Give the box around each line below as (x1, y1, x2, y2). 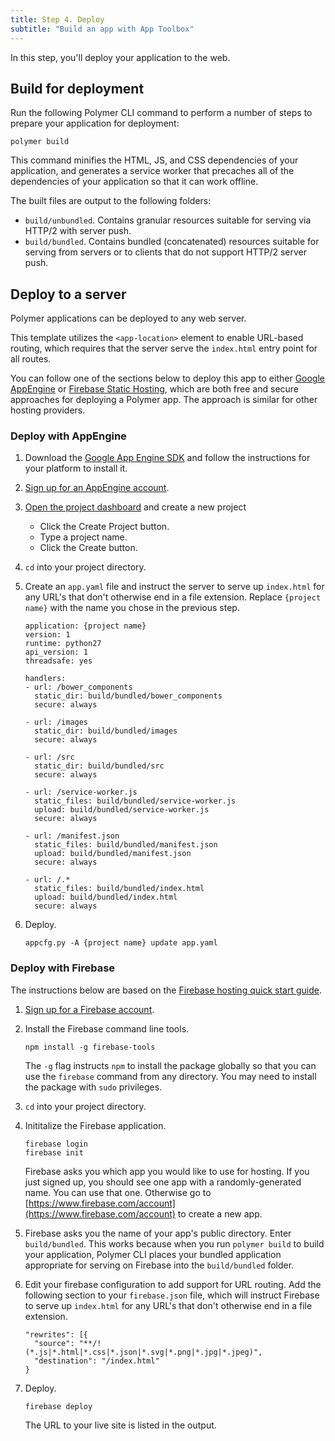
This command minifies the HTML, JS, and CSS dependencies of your (10, 154, 299, 166)
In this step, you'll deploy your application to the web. (10, 51, 231, 63)
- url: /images (24, 717, 89, 728)
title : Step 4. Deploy (10, 14, 105, 25)
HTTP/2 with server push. (24, 225, 132, 237)
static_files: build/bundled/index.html (34, 884, 205, 894)
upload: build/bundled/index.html (34, 892, 178, 903)
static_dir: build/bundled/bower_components (34, 691, 223, 701)
